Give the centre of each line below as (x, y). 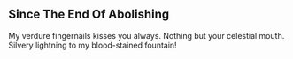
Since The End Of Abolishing (89, 15)
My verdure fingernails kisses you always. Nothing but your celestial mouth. (146, 35)
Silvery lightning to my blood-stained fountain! (93, 45)
